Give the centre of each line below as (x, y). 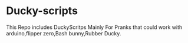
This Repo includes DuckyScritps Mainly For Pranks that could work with (94, 27)
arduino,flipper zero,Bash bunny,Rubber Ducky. (64, 33)
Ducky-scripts (42, 11)
